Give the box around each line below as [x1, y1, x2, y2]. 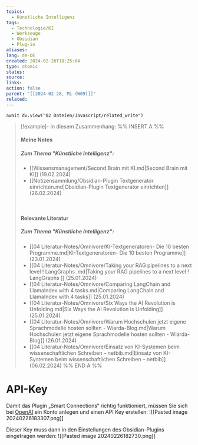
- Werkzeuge [11, 31, 41, 37]
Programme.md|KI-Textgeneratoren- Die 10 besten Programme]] [29, 249, 186, 256]
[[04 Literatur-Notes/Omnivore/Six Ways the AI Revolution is [29, 299, 176, 306]
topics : [6, 8, 25, 15]
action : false [6, 85, 41, 91]
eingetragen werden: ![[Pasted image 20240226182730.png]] [6, 432, 156, 439]
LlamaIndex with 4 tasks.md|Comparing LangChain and [29, 286, 164, 294]
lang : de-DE [6, 52, 35, 58]
